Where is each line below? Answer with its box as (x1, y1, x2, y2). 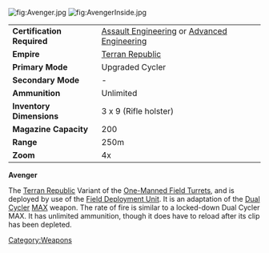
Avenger (8, 171, 38, 179)
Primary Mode (12, 62, 68, 72)
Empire (12, 49, 40, 59)
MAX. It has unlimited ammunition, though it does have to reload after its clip (8, 211, 260, 220)
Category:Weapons (8, 235, 72, 244)
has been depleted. (8, 220, 72, 229)
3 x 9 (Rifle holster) (101, 106, 175, 116)
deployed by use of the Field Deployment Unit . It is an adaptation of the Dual (8, 195, 260, 203)
